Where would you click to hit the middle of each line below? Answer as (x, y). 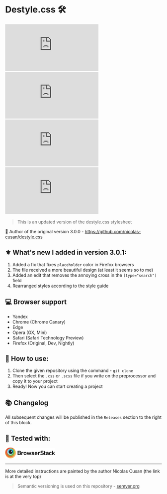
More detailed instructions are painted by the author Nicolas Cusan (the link (83, 471)
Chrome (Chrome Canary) (39, 322)
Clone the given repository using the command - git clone (73, 371)
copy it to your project (35, 381)
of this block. (19, 423)
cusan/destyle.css (24, 237)
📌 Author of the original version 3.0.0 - (44, 231)
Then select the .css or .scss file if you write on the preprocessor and (84, 376)
